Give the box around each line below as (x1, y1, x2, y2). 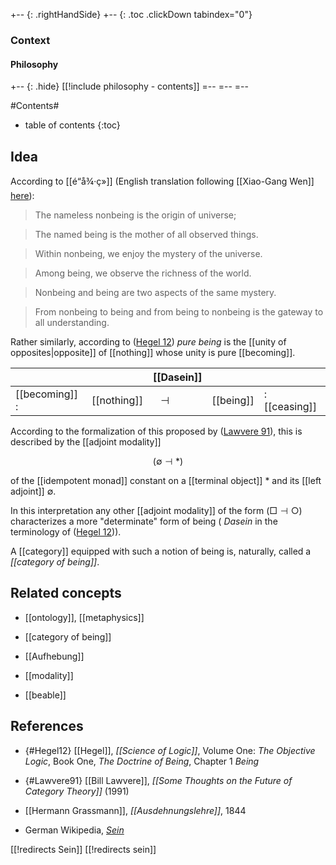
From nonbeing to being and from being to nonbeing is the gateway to (34, 305, 324, 318)
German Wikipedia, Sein (24, 824, 125, 836)
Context (10, 33, 51, 47)
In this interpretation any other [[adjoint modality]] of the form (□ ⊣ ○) (10, 504, 303, 516)
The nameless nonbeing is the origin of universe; (34, 209, 237, 221)
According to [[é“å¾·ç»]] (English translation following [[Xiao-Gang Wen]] (10, 175, 315, 187)
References (10, 718, 84, 735)
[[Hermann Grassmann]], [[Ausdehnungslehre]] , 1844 (24, 804, 247, 816)
